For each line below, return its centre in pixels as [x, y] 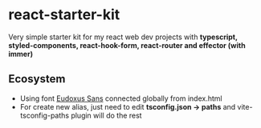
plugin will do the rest [106, 115]
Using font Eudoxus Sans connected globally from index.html [121, 98]
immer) [21, 54]
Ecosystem [37, 79]
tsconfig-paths [45, 115]
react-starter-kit [64, 15]
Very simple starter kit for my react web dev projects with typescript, [123, 37]
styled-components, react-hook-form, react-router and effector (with [127, 45]
